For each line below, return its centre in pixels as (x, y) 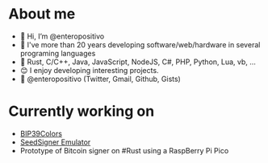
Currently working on (82, 111)
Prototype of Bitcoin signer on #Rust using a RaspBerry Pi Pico (124, 150)
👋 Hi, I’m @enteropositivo (62, 36)
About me (42, 14)
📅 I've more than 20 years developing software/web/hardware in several (140, 44)
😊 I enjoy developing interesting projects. (89, 70)
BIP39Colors (41, 133)
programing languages (58, 53)
